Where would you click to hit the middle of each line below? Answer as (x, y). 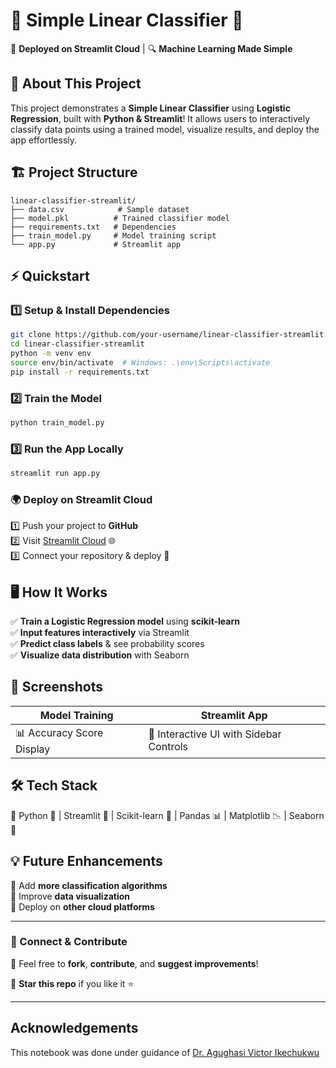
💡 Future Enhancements (86, 861)
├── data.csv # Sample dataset (100, 209)
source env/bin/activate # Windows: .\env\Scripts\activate (140, 362)
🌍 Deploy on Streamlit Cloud (81, 499)
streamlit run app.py (55, 474)
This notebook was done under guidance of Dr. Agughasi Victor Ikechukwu (165, 1052)
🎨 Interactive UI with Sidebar (215, 734)
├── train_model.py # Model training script (113, 235)
